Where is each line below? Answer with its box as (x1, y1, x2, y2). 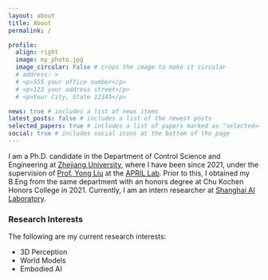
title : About (8, 19, 52, 27)
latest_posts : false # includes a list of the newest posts (8, 115, 213, 123)
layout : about (8, 11, 56, 20)
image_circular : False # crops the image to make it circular (15, 63, 227, 72)
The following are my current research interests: (8, 232, 167, 242)
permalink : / (8, 26, 52, 34)
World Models (19, 256, 66, 266)
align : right (15, 49, 59, 57)
